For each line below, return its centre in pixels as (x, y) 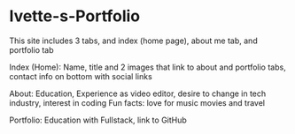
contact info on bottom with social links (81, 76)
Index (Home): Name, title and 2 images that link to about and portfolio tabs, (147, 67)
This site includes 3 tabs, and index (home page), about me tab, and (134, 41)
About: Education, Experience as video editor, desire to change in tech (138, 93)
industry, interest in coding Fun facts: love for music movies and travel (137, 102)
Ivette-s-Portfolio (75, 16)
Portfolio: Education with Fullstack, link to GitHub (98, 120)
